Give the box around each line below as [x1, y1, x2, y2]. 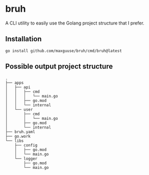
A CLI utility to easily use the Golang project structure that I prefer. [5, 20, 144, 26]
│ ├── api [5, 85, 31, 90]
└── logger [14, 156, 38, 161]
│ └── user [5, 107, 33, 112]
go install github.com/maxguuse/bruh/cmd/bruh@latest [5, 48, 122, 54]
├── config [14, 142, 38, 148]
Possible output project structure [5, 62, 113, 71]
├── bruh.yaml [5, 129, 36, 134]
